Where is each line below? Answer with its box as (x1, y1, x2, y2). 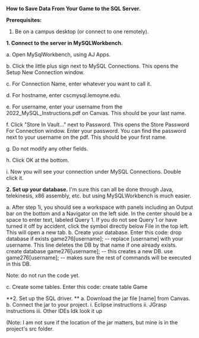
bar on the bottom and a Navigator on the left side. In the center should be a (6, 210, 192, 217)
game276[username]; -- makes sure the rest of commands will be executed (6, 254, 192, 261)
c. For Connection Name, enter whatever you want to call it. (6, 80, 151, 87)
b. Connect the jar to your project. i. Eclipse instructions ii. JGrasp (6, 301, 168, 308)
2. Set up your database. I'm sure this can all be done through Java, (6, 186, 173, 193)
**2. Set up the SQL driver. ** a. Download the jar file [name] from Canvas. (6, 295, 191, 302)
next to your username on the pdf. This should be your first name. (6, 133, 168, 141)
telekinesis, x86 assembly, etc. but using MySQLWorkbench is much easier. (6, 192, 191, 199)
